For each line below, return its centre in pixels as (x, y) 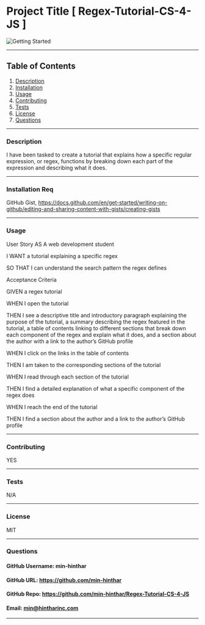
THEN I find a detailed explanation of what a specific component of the (95, 388)
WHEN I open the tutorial (38, 303)
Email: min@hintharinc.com (42, 608)
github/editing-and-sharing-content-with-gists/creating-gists (83, 209)
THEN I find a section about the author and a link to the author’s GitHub (95, 419)
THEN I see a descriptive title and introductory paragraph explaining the (97, 315)
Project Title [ (41, 11)
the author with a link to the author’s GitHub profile (70, 341)
